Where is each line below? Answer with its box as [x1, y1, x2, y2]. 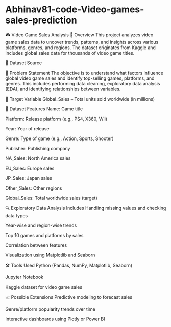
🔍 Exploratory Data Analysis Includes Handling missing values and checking [5, 205, 166, 211]
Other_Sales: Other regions [5, 185, 62, 191]
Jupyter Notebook [5, 274, 44, 280]
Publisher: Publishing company [5, 145, 70, 151]
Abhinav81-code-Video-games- [5, 4, 144, 15]
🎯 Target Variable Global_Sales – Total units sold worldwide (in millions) [5, 96, 155, 102]
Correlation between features [5, 242, 67, 248]
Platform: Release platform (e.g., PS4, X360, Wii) [5, 115, 108, 122]
